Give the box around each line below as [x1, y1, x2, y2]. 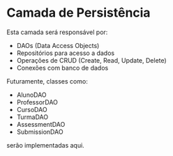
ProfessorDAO [16, 97, 59, 106]
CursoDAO [16, 105, 47, 114]
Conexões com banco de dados [16, 63, 109, 72]
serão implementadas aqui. [6, 141, 84, 149]
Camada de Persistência [6, 5, 151, 21]
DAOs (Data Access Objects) [16, 41, 100, 49]
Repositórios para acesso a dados [16, 49, 115, 57]
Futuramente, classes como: [6, 77, 88, 85]
